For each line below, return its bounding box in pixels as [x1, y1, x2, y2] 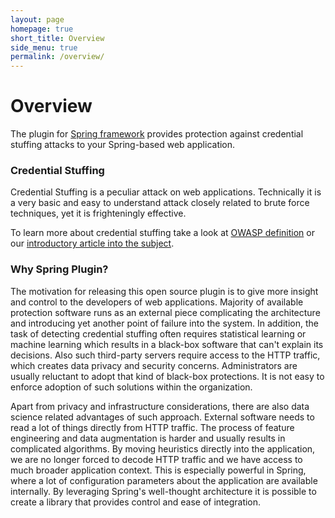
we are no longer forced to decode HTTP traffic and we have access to [10, 453, 303, 465]
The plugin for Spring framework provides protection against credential [10, 128, 304, 140]
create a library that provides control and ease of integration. [10, 496, 262, 508]
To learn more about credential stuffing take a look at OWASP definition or [10, 227, 315, 239]
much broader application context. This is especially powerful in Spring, [10, 464, 307, 476]
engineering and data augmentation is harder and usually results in [10, 432, 286, 444]
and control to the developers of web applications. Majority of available [10, 296, 304, 308]
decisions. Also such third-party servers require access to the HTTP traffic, [10, 349, 321, 361]
